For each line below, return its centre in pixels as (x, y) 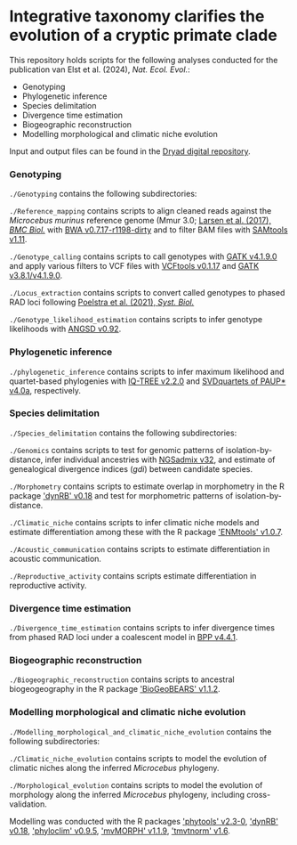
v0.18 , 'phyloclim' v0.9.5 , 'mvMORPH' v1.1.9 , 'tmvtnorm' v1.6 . (120, 831)
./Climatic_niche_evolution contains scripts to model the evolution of (138, 758)
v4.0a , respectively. (45, 390)
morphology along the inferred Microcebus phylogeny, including (127, 794)
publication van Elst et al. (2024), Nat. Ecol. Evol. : (100, 69)
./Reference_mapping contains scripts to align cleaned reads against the (140, 211)
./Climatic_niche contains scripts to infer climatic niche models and (134, 522)
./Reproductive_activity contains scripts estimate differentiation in (133, 575)
